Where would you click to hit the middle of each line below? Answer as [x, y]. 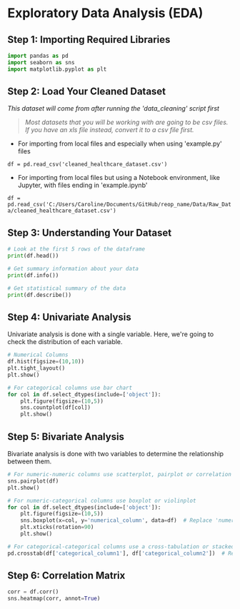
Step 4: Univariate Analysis [70, 317]
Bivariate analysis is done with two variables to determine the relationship [115, 454]
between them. [30, 461]
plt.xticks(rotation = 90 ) [57, 527]
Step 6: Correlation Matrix [66, 576]
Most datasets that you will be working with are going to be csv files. [126, 122]
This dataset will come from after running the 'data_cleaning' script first [114, 109]
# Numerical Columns [38, 355]
